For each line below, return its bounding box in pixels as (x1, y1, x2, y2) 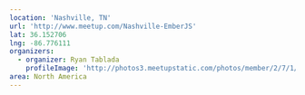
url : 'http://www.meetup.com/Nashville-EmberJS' (9, 22, 197, 31)
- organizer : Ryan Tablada (17, 55, 120, 64)
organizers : (9, 47, 54, 56)
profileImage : (25, 64, 79, 73)
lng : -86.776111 (9, 38, 71, 48)
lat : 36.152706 (9, 30, 67, 39)
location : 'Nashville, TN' (9, 13, 112, 23)
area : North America (9, 72, 88, 81)
